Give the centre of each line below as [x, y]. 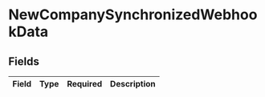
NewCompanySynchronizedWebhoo [133, 15]
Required [85, 84]
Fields [24, 61]
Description [133, 84]
